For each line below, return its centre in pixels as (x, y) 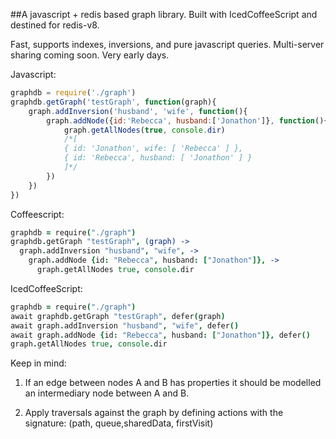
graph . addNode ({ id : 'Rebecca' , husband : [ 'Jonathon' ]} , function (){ (187, 120)
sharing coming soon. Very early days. (90, 55)
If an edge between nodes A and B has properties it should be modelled (173, 383)
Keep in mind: (38, 363)
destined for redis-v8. (55, 25)
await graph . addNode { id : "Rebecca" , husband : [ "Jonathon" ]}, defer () (160, 335)
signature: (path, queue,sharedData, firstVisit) (119, 423)
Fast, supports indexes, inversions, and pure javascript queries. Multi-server (167, 44)
